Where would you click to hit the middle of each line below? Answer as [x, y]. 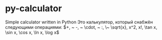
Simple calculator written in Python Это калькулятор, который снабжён [79, 22]
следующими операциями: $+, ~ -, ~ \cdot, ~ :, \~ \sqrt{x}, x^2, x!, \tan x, [81, 27]
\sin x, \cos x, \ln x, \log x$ [32, 32]
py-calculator [33, 9]
